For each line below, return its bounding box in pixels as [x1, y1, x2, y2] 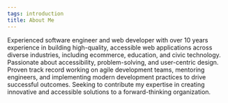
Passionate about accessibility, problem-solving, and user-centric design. [7, 58, 219, 66]
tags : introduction [7, 10, 64, 17]
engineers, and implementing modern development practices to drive [7, 72, 206, 81]
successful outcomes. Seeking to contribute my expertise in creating [7, 80, 205, 88]
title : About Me [7, 17, 54, 24]
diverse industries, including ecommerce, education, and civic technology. [7, 50, 221, 59]
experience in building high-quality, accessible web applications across [7, 43, 213, 51]
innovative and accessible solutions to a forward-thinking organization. [7, 88, 211, 96]
